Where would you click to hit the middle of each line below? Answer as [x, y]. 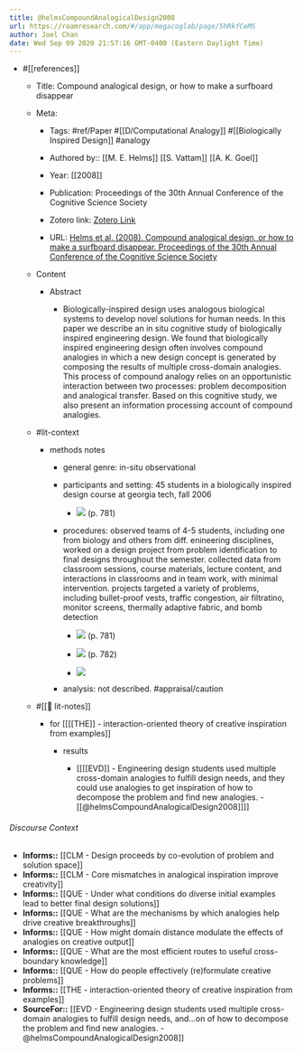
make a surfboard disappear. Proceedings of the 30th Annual [163, 247]
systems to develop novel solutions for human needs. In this [174, 319]
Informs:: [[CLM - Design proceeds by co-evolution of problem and [148, 856]
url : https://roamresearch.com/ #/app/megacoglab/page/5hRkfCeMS [133, 26]
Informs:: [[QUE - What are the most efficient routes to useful [137, 952]
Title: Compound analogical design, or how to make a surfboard [154, 86]
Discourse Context [44, 827]
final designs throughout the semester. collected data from [172, 559]
